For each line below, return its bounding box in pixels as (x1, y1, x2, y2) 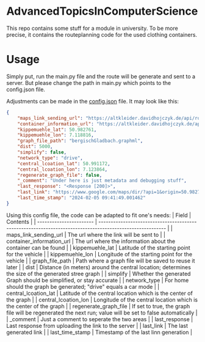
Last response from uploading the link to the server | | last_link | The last (6, 322, 188, 329)
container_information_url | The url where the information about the (6, 237, 176, 245)
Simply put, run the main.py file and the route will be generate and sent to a (6, 72, 196, 80)
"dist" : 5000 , (17, 144, 53, 150)
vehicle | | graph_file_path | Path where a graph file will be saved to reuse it (6, 257, 195, 264)
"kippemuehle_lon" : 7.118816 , (17, 132, 95, 138)
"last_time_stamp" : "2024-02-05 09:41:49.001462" (17, 195, 146, 201)
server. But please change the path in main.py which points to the (6, 79, 171, 86)
